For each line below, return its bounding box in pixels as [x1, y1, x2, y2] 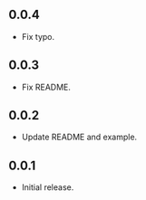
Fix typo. [21, 31, 55, 42]
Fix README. [21, 81, 72, 92]
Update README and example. [21, 131, 138, 143]
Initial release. [21, 182, 74, 193]
